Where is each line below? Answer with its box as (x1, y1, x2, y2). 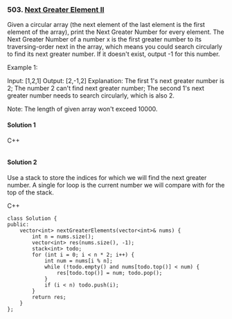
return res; (32, 293, 67, 300)
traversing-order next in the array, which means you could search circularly (7, 43, 223, 51)
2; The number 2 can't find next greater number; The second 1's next (7, 84, 204, 93)
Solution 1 (7, 120, 36, 129)
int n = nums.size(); (32, 233, 95, 240)
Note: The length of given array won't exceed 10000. (7, 105, 158, 113)
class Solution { (7, 215, 57, 222)
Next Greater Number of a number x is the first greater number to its (7, 35, 202, 44)
